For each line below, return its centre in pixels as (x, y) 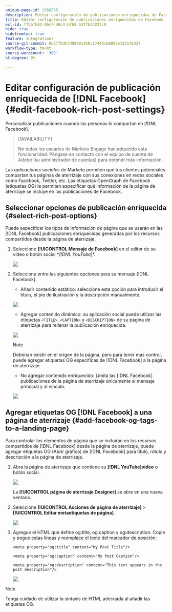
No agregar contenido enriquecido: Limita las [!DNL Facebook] (86, 376)
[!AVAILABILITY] (35, 139)
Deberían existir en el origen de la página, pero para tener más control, (87, 355)
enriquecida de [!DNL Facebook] (76, 98)
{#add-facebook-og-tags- (115, 420)
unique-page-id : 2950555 (32, 10)
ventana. (22, 497)
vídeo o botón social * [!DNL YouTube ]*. (54, 254)
